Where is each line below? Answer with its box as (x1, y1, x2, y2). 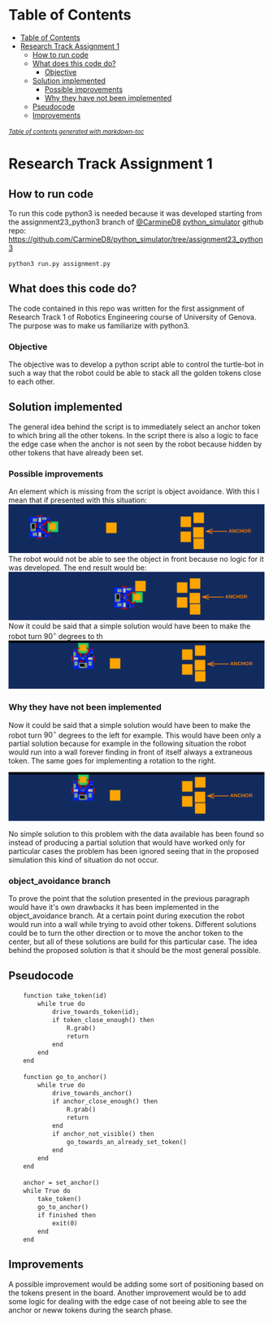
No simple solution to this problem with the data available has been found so (8, 829, 264, 838)
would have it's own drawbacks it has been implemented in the (8, 903, 219, 912)
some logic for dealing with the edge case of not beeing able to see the (8, 1296, 248, 1306)
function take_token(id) (23, 991, 107, 999)
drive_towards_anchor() (51, 1089, 132, 1097)
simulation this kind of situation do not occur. (8, 855, 159, 864)
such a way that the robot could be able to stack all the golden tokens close (8, 368, 262, 378)
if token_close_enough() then (51, 1016, 154, 1024)
